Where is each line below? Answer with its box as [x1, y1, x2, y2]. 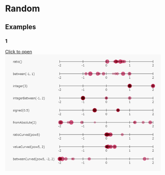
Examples [5, 23, 36, 31]
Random [5, 3, 41, 14]
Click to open [5, 48, 32, 54]
